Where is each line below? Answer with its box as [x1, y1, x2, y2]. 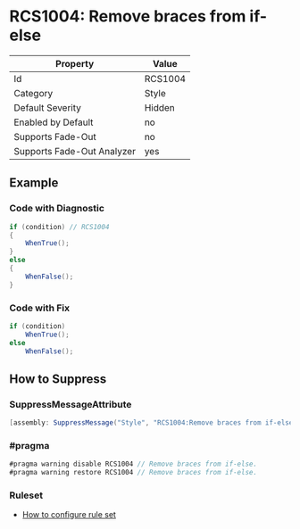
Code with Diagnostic [9, 203, 105, 215]
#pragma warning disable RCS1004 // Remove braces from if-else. [9, 459, 257, 469]
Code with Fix [9, 302, 71, 314]
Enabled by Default [13, 116, 94, 128]
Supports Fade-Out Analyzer [13, 145, 137, 157]
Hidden [144, 101, 176, 113]
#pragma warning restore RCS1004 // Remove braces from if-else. [9, 468, 257, 477]
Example [9, 176, 59, 191]
